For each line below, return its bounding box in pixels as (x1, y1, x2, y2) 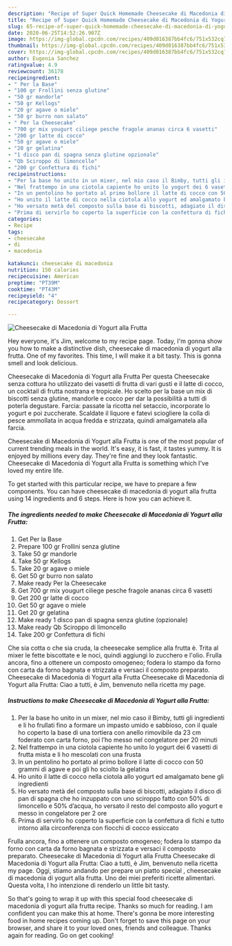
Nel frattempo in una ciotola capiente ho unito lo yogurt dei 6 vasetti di (17, 743, 218, 751)
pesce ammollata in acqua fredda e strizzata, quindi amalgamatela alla (8, 416, 207, 425)
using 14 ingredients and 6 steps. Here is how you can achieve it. (8, 494, 192, 503)
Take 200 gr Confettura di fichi (17, 630, 105, 639)
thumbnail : (8, 42, 39, 49)
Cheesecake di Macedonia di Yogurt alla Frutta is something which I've (8, 459, 209, 467)
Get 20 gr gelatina (17, 608, 70, 617)
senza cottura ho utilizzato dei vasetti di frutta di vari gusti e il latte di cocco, (8, 380, 224, 388)
